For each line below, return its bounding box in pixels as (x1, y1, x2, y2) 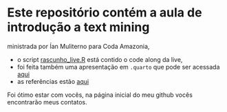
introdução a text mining (7, 19, 150, 35)
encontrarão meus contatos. (7, 98, 87, 106)
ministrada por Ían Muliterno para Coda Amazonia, (7, 42, 150, 50)
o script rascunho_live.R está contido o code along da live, (17, 55, 183, 63)
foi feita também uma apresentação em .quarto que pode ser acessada (17, 63, 220, 71)
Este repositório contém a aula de (7, 5, 202, 21)
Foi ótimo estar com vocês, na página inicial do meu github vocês (7, 91, 193, 99)
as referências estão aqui (17, 77, 89, 85)
